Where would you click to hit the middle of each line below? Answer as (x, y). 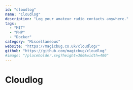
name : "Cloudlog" (23, 14)
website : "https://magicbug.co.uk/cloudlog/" (52, 46)
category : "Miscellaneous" (33, 42)
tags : (11, 23)
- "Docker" (21, 37)
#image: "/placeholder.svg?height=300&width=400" (57, 55)
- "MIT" (17, 28)
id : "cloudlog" (21, 10)
